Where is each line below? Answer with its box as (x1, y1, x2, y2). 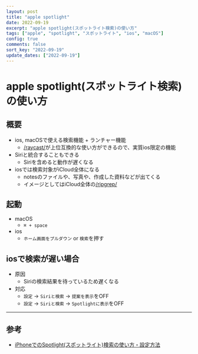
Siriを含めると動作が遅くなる (23, 158, 94, 166)
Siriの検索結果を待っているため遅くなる (23, 278, 120, 285)
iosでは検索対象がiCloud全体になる (14, 166, 100, 173)
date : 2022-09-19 (6, 19, 49, 25)
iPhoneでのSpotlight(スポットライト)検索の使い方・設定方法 (14, 341, 161, 348)
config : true (6, 36, 38, 42)
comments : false (6, 42, 46, 48)
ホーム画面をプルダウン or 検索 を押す (23, 235, 104, 242)
